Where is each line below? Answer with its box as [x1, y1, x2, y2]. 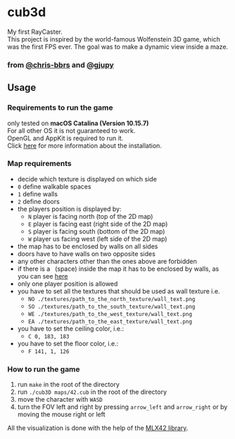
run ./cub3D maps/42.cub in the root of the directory [17, 388, 167, 396]
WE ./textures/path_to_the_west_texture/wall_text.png [27, 310, 192, 317]
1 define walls [17, 189, 58, 198]
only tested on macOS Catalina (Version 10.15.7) [7, 119, 149, 127]
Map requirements [7, 159, 72, 169]
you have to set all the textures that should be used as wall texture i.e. [17, 286, 220, 295]
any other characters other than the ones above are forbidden [17, 257, 197, 265]
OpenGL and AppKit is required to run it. [7, 134, 124, 142]
